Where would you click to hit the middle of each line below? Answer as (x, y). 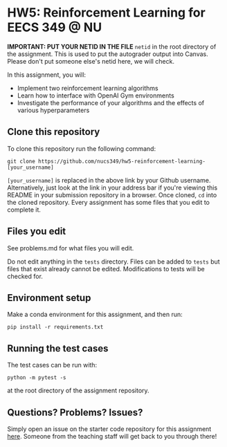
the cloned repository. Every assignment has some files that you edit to (108, 202)
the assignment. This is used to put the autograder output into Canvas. (108, 54)
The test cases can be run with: (52, 365)
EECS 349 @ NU (55, 27)
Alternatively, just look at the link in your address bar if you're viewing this (112, 188)
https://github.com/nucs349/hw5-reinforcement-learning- (122, 161)
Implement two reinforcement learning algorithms (88, 88)
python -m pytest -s (37, 378)
